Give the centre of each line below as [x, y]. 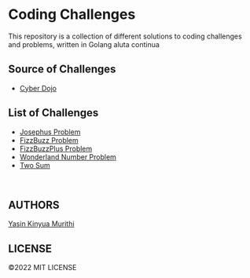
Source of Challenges [62, 69]
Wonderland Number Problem [68, 157]
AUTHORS [34, 205]
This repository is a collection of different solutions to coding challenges [125, 36]
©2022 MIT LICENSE [42, 268]
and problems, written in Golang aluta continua [84, 44]
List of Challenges [53, 113]
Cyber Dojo [38, 88]
